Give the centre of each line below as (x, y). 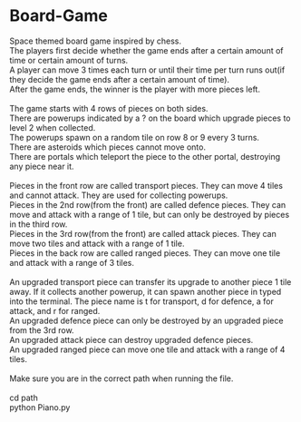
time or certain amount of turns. (69, 60)
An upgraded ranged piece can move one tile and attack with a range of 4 (147, 349)
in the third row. (39, 224)
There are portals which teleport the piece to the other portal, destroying (145, 156)
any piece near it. (42, 166)
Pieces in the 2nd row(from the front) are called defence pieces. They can (148, 204)
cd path (24, 397)
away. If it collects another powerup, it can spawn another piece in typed (146, 291)
